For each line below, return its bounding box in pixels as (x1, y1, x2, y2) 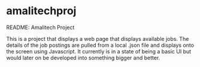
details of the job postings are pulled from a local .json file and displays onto (6, 42, 195, 49)
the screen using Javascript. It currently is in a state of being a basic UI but (6, 47, 192, 55)
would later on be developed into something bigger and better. (6, 54, 160, 61)
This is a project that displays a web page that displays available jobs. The (6, 35, 189, 42)
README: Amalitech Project (6, 24, 75, 31)
